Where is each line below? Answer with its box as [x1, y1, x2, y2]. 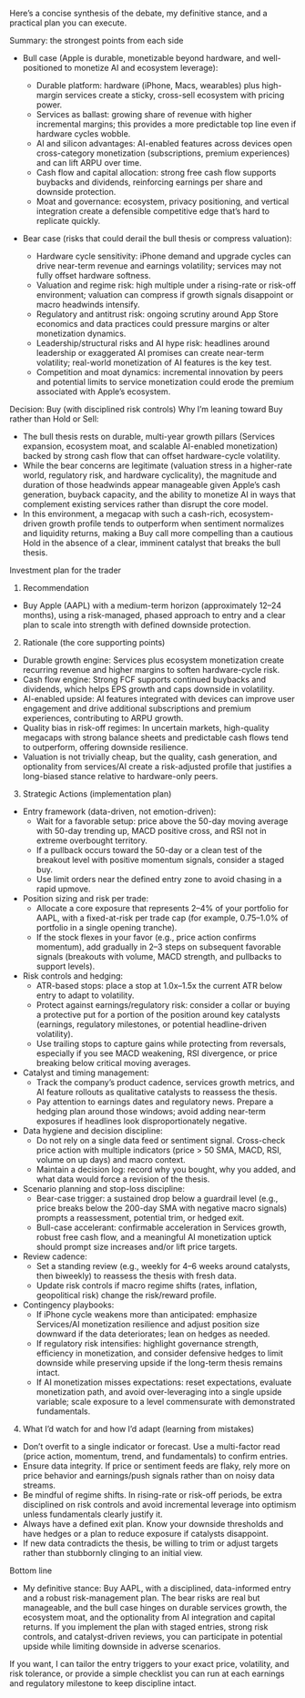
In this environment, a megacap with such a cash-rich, [22, 509, 228, 519]
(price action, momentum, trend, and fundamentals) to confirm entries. [22, 1451, 289, 1461]
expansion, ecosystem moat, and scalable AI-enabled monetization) [22, 441, 279, 452]
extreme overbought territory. [36, 835, 148, 846]
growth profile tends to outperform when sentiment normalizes [48, 518, 285, 529]
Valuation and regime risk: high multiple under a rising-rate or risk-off [36, 280, 297, 290]
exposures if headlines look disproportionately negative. [36, 1115, 248, 1126]
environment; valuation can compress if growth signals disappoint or [36, 290, 294, 300]
